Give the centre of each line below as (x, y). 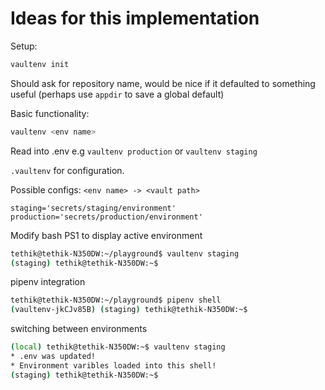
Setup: (24, 46)
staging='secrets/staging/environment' (93, 208)
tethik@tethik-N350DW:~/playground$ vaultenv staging (125, 253)
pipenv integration (48, 282)
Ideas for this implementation (135, 18)
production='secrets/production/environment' (106, 217)
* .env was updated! (53, 357)
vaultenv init (40, 64)
